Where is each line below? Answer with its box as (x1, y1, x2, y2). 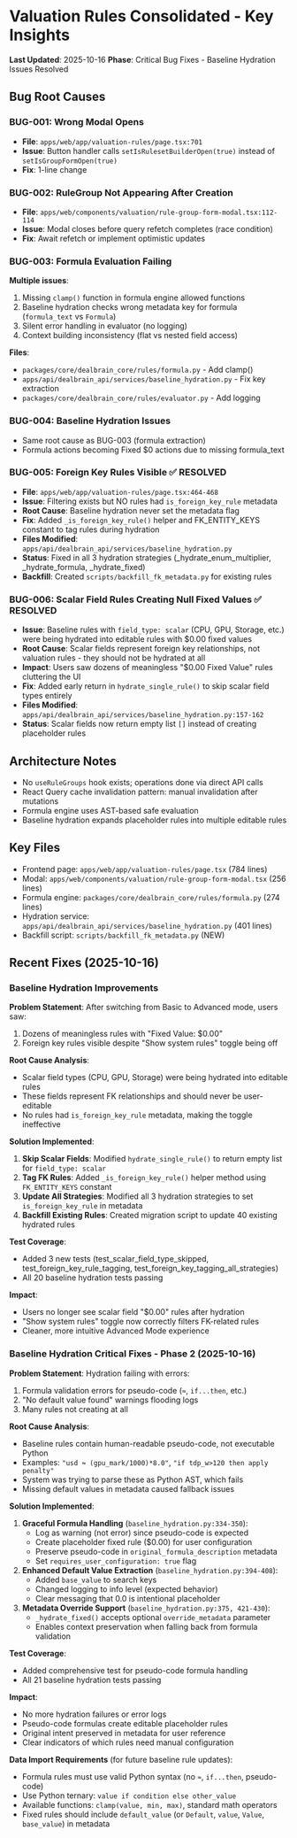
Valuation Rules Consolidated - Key (9, 6, 274, 27)
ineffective (21, 1119, 61, 1130)
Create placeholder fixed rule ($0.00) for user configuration (34, 1536, 253, 1547)
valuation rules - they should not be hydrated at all (21, 653, 206, 663)
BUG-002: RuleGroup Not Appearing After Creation (9, 186, 234, 198)
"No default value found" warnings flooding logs (21, 1394, 199, 1405)
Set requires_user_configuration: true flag (34, 1556, 197, 1566)
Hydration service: (21, 910, 90, 922)
